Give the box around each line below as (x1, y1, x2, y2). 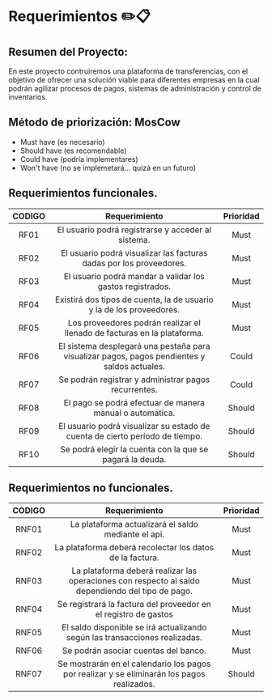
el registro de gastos (95, 609, 174, 620)
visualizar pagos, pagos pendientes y (63, 350, 206, 362)
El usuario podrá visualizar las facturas (60, 247, 208, 258)
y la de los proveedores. (88, 303, 181, 315)
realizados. (113, 678, 155, 689)
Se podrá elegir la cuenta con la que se (60, 443, 209, 455)
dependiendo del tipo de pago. (75, 585, 193, 596)
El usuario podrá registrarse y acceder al (57, 224, 212, 235)
